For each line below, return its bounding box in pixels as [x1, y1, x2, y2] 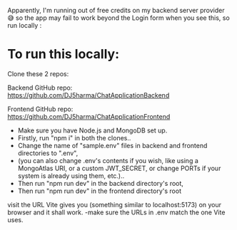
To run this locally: [7, 46, 120, 63]
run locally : [7, 21, 42, 29]
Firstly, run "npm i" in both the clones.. [17, 133, 131, 142]
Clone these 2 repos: [7, 69, 69, 78]
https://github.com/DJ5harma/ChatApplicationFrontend [7, 112, 171, 120]
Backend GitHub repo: [7, 83, 73, 92]
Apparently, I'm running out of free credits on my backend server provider [7, 6, 225, 14]
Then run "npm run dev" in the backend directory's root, [17, 179, 184, 187]
